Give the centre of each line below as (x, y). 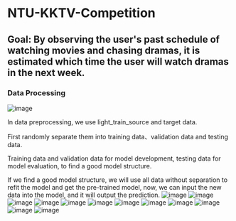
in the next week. (46, 72)
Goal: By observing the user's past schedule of (114, 39)
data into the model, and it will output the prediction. (84, 195)
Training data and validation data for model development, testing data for (114, 158)
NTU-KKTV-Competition (82, 13)
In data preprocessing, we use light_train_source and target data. (102, 122)
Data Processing (37, 92)
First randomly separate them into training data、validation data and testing (118, 136)
